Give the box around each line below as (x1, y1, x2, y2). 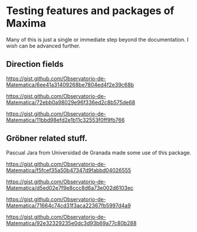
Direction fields (6, 59, 64, 69)
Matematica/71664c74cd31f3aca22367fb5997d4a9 (6, 201, 131, 209)
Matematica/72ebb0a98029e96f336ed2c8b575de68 (6, 99, 136, 106)
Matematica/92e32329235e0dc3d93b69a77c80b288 (6, 219, 137, 227)
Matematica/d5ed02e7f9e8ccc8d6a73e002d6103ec (6, 184, 134, 191)
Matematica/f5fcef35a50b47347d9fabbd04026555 (6, 166, 132, 174)
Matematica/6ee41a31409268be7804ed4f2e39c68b (6, 81, 134, 88)
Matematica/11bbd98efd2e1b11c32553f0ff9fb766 (6, 116, 125, 123)
